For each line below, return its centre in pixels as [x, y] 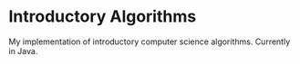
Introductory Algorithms [103, 17]
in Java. [23, 50]
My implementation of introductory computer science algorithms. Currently [150, 41]
